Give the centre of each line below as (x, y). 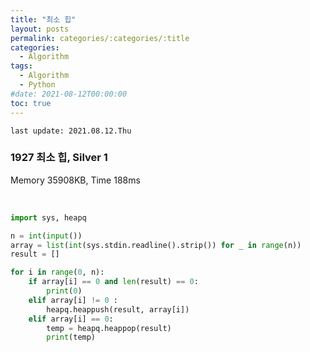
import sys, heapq (48, 217)
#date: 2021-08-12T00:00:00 (69, 94)
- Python (37, 85)
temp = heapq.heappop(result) (109, 328)
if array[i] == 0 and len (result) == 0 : (113, 282)
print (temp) (71, 337)
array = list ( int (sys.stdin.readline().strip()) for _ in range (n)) (156, 245)
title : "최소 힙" (43, 19)
